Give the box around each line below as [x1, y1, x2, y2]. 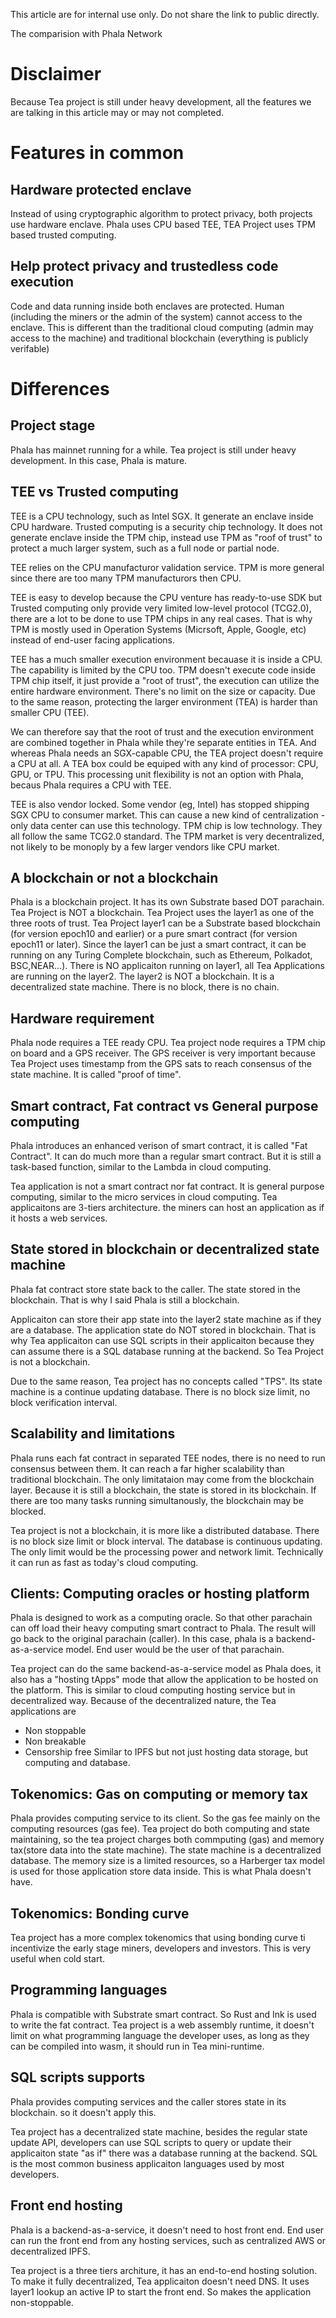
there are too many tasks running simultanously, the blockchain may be [10, 1494, 304, 1506]
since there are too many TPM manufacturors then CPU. [10, 572, 242, 584]
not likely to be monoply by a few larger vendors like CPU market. [10, 840, 280, 853]
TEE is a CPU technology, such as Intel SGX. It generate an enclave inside [10, 510, 314, 522]
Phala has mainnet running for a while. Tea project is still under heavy [10, 444, 297, 456]
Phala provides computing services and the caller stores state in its [10, 2095, 287, 2108]
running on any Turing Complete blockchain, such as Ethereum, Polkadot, [10, 949, 313, 961]
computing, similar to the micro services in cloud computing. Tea [10, 1191, 278, 1203]
